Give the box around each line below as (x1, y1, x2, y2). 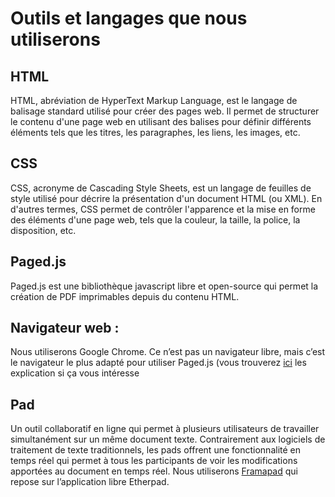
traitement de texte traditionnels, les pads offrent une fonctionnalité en (10, 444, 302, 456)
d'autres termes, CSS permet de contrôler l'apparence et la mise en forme (10, 203, 316, 215)
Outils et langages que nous (10, 7, 248, 30)
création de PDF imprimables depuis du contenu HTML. (10, 290, 240, 302)
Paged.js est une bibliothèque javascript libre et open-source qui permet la (10, 280, 319, 292)
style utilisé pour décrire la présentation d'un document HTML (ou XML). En (10, 192, 323, 204)
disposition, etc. (10, 224, 77, 236)
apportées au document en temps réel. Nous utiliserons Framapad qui (10, 465, 298, 477)
